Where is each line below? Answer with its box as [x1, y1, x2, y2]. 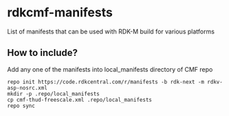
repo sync [7, 102, 36, 109]
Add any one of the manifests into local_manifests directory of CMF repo [7, 65, 213, 73]
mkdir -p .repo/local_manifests [7, 90, 100, 97]
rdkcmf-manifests [7, 5, 113, 20]
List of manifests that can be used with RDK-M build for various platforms [7, 27, 215, 35]
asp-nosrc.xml [7, 84, 48, 91]
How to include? [7, 47, 78, 59]
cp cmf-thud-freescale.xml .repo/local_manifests [7, 96, 153, 103]
